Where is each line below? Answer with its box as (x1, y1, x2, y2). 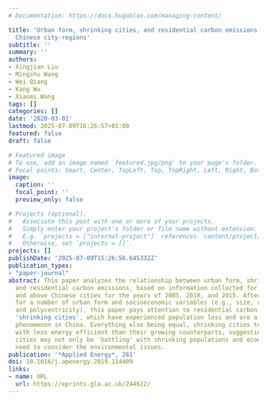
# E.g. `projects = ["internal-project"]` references (8, 232, 197, 240)
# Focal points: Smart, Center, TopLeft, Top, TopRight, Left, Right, (8, 166, 247, 174)
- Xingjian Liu (8, 63, 59, 72)
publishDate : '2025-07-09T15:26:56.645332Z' (8, 254, 158, 262)
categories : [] (8, 107, 59, 115)
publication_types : (8, 262, 73, 270)
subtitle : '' (8, 41, 52, 49)
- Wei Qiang (8, 77, 48, 86)
